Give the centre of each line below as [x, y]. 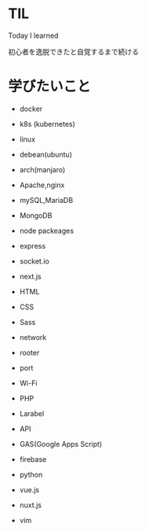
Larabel [32, 413]
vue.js [29, 489]
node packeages [47, 230]
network [33, 337]
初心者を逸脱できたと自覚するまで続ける [73, 51]
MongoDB [36, 215]
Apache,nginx [42, 185]
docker [31, 109]
